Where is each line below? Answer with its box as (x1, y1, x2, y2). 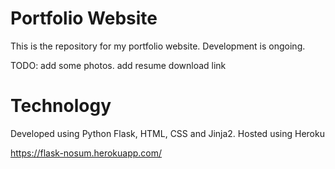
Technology (10, 95, 112, 117)
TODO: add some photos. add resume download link (10, 59, 227, 71)
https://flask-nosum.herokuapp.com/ (10, 147, 163, 159)
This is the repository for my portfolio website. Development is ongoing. (10, 40, 306, 52)
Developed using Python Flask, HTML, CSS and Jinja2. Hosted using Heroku (10, 127, 325, 139)
